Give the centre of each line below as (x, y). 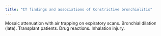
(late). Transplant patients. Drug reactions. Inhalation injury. (65, 28)
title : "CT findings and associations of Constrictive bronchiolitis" (79, 9)
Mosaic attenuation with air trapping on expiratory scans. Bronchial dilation (81, 23)
